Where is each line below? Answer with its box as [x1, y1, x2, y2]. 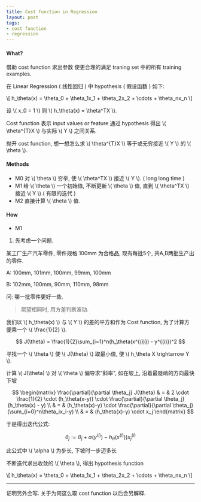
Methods [6, 160, 29, 168]
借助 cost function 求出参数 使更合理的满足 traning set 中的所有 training [6, 63, 182, 71]
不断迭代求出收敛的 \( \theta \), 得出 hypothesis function [6, 459, 144, 467]
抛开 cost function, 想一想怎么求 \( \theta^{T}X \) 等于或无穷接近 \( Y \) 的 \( [6, 140, 191, 147]
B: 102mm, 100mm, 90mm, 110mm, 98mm [6, 280, 109, 288]
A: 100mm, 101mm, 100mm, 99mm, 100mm [6, 269, 111, 276]
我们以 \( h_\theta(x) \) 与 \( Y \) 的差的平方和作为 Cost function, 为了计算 [6, 318, 185, 325]
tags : [6, 20, 20, 26]
